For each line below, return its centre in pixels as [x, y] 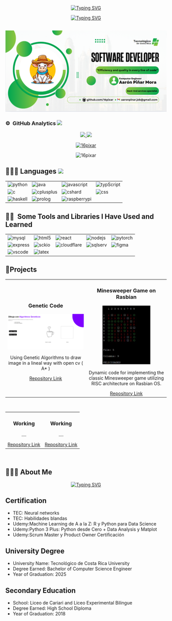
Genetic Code [46, 306]
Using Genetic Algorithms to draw [46, 357]
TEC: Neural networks [36, 513]
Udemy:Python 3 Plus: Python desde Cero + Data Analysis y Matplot [85, 530]
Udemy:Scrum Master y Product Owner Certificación [68, 535]
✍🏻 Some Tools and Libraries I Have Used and [80, 217]
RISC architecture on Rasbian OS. [126, 383]
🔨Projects [21, 270]
